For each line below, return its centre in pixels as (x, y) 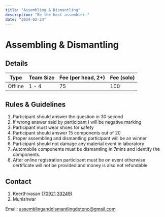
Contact (18, 181)
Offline (16, 86)
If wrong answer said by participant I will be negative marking (77, 122)
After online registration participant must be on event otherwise (79, 160)
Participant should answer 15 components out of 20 (67, 133)
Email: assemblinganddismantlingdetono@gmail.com (60, 209)
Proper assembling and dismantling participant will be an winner (80, 139)
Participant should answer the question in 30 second (68, 117)
